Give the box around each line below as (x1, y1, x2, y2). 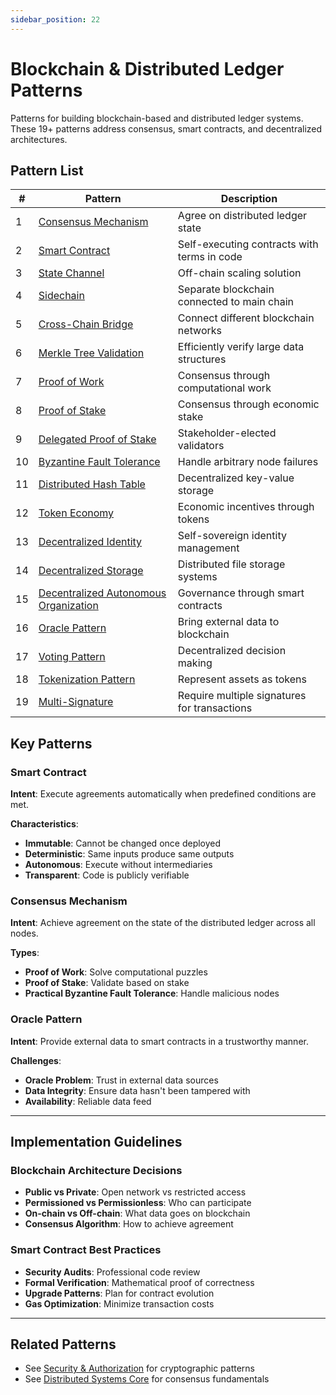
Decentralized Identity (38, 535, 143, 549)
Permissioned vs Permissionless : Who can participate (24, 1197, 252, 1209)
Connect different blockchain (177, 311, 315, 325)
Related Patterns (10, 1336, 117, 1353)
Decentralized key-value (177, 471, 295, 485)
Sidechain (38, 289, 85, 303)
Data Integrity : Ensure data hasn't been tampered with (24, 1084, 251, 1096)
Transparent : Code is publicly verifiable (24, 869, 190, 881)
